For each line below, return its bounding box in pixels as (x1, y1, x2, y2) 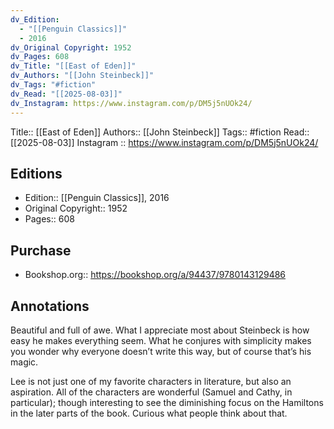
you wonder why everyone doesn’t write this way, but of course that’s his (10, 345, 312, 357)
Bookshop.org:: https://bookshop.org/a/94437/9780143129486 (24, 269, 287, 281)
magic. (10, 356, 39, 368)
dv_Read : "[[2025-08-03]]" (10, 89, 123, 99)
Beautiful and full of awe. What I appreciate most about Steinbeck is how (10, 324, 310, 336)
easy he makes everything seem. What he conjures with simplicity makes (10, 334, 312, 346)
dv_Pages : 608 (10, 52, 70, 62)
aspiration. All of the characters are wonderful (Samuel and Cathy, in (10, 386, 293, 398)
